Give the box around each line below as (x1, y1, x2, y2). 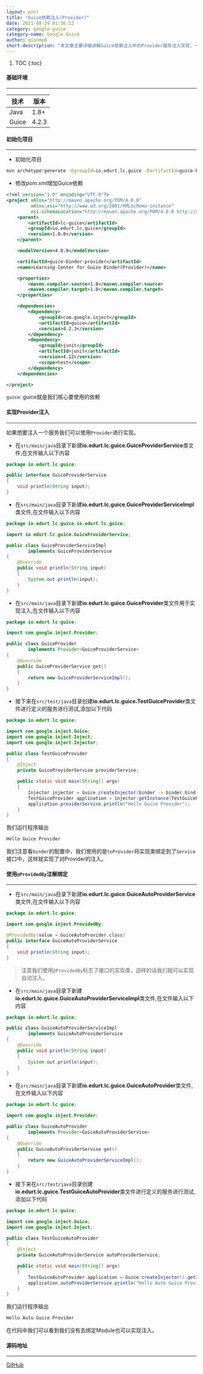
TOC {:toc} (14, 59, 42, 67)
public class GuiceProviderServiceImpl (6, 542, 107, 549)
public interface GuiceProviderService (6, 472, 107, 478)
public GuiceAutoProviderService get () (17, 1146, 118, 1152)
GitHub (6, 1361, 24, 1369)
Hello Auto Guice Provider (6, 1315, 74, 1321)
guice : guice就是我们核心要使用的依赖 (6, 394, 101, 401)
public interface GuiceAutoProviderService (6, 938, 118, 944)
